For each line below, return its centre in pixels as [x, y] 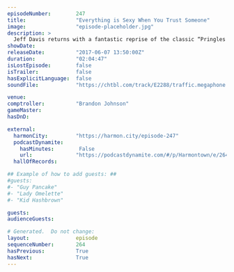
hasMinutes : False [57, 149]
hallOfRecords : [36, 162]
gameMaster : [24, 111]
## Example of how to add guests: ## [62, 175]
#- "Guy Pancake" [32, 187]
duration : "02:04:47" [57, 59]
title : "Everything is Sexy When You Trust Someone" [109, 20]
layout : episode [53, 238]
